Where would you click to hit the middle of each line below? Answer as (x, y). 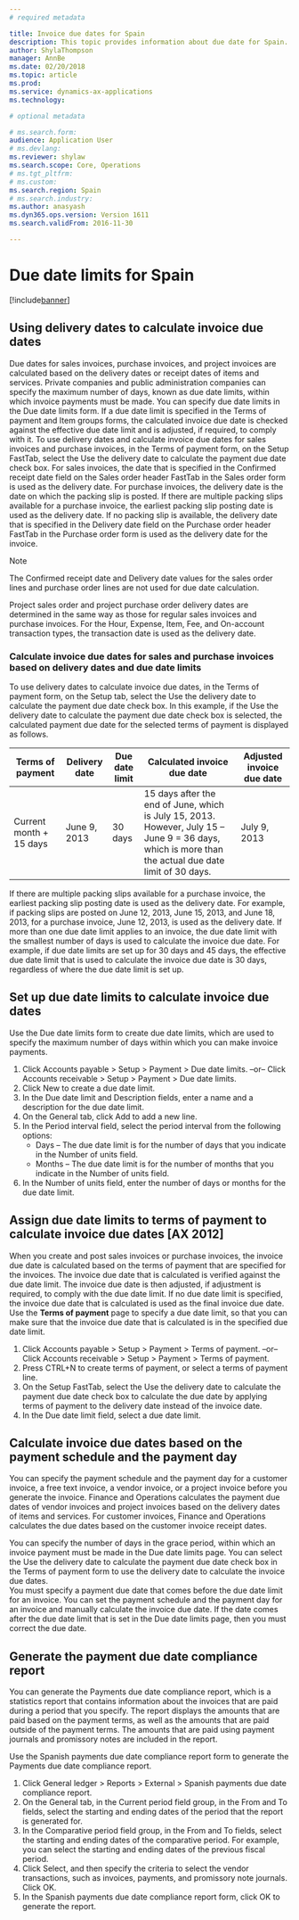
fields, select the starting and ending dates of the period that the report (153, 1812)
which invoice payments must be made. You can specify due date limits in (145, 401)
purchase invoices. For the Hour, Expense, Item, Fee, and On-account (137, 623)
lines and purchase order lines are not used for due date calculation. (134, 587)
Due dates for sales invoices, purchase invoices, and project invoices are (143, 363)
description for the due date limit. (83, 1107)
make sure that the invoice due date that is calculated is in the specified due (149, 1322)
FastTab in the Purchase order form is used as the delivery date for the (139, 534)
